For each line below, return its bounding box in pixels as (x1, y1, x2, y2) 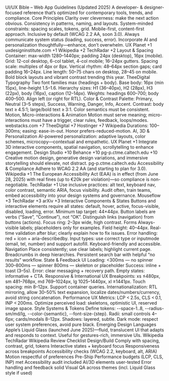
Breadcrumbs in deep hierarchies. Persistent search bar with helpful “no (5, 251, 155, 258)
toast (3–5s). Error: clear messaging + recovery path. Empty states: (5, 268, 145, 274)
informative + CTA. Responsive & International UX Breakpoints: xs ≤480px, (5, 273, 160, 279)
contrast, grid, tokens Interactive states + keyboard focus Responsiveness (5, 343, 160, 349)
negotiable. (5, 182, 29, 188)
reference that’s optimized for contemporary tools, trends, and (23, 10, 153, 16)
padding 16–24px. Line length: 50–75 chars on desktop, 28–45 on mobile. (5, 69, 158, 75)
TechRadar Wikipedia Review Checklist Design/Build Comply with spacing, (5, 337, 160, 344)
